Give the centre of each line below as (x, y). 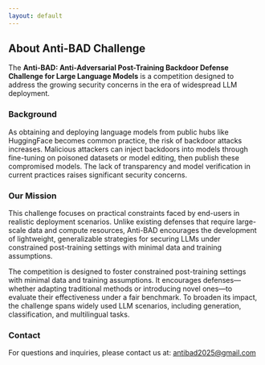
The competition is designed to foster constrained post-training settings (127, 272)
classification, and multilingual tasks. (69, 314)
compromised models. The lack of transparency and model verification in (129, 166)
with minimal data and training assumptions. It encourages (105, 280)
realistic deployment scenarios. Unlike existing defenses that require (122, 222)
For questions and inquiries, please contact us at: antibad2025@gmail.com (132, 353)
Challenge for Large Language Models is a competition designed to (121, 77)
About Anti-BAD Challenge (77, 49)
